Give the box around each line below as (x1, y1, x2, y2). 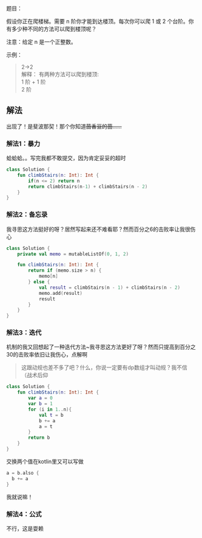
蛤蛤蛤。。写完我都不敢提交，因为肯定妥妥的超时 (6, 154, 126, 162)
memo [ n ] (38, 273, 59, 280)
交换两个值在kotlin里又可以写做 (6, 458, 84, 465)
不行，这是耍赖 (6, 525, 44, 532)
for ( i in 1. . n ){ (28, 406, 72, 412)
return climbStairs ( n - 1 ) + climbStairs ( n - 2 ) (28, 183, 148, 189)
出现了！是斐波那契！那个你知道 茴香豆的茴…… (6, 122, 123, 130)
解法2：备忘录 (6, 210, 48, 219)
